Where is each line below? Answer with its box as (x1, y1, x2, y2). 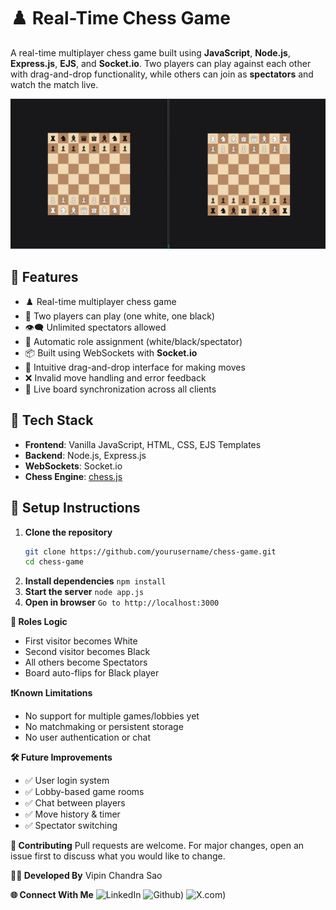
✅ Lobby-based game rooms (24, 786, 145, 798)
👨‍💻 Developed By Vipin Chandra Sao (10, 870, 163, 882)
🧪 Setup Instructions (10, 500, 141, 517)
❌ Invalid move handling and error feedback (24, 371, 207, 384)
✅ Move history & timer (24, 808, 121, 820)
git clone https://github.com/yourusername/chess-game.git (24, 546, 277, 557)
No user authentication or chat (24, 731, 152, 744)
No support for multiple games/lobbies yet (24, 710, 200, 722)
